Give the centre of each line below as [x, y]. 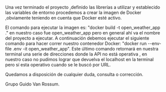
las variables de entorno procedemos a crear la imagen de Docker [73, 12]
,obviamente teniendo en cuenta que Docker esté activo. [63, 18]
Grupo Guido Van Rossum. [32, 84]
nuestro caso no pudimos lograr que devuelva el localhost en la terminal [79, 59]
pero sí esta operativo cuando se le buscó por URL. [58, 65]
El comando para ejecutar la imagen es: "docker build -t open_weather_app [83, 27]
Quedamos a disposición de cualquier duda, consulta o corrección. [74, 74]
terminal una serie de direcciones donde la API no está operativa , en [76, 54]
